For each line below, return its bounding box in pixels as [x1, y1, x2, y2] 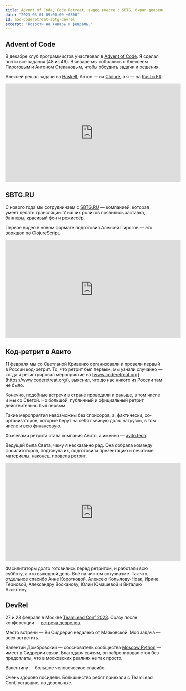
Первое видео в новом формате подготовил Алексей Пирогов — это [5, 224, 153, 230]
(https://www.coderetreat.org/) [5, 377, 69, 383]
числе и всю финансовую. [5, 423, 62, 429]
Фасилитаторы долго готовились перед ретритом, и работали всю [5, 565, 148, 571]
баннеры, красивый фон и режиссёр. [5, 215, 85, 221]
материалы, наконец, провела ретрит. [5, 453, 87, 459]
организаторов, [5, 417, 39, 423]
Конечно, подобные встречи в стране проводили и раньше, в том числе [5, 392, 160, 398]
